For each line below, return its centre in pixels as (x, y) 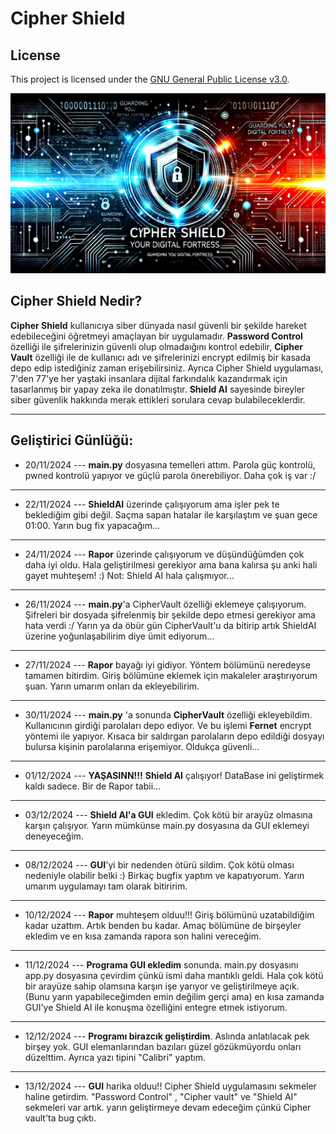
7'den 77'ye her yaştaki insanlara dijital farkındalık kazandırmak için (149, 378)
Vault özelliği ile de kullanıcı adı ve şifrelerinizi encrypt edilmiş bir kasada (161, 357)
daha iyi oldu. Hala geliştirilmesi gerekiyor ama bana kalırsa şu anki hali (171, 564)
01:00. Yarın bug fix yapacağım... (92, 525)
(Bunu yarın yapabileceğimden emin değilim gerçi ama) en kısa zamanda (174, 996)
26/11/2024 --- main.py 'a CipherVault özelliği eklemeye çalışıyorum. (165, 604)
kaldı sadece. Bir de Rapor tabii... (93, 786)
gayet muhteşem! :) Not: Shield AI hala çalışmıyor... (129, 575)
